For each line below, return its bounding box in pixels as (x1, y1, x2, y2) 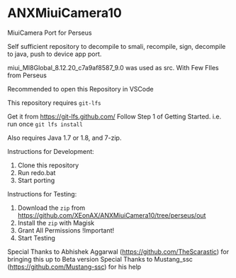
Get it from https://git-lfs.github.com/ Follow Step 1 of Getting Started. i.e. (7, 112, 222, 121)
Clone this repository (17, 161, 79, 169)
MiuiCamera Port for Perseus (7, 28, 92, 37)
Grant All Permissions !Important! (17, 226, 115, 235)
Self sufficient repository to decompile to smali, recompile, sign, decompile (7, 42, 226, 50)
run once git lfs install (7, 119, 83, 128)
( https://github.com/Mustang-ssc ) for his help (7, 262, 142, 271)
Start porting (17, 176, 55, 184)
